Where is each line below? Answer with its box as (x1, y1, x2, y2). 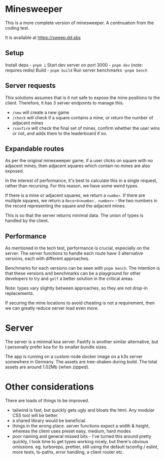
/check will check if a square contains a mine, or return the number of (12, 114, 154, 120)
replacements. (5, 290, 34, 296)
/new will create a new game (12, 109, 69, 115)
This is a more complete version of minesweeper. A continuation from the (5, 20, 154, 26)
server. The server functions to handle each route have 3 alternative (5, 250, 143, 256)
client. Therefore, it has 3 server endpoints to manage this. (5, 100, 124, 106)
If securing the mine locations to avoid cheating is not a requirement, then (5, 300, 155, 306)
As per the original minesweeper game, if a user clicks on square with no (5, 158, 153, 164)
